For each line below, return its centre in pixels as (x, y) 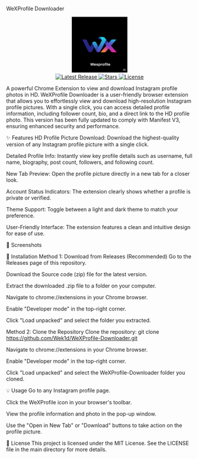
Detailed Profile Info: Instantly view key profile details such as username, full (99, 156)
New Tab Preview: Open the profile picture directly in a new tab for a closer (98, 174)
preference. (20, 216)
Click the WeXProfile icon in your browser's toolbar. (69, 402)
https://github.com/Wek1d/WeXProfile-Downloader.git (72, 338)
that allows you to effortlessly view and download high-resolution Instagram (99, 101)
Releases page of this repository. (47, 263)
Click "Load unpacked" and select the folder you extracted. (79, 320)
